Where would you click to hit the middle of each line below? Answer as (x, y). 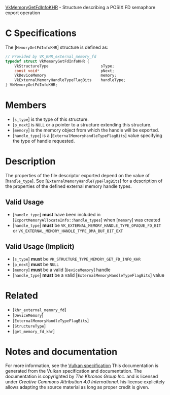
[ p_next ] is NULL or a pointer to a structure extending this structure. (82, 125)
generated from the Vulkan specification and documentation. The (74, 371)
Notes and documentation (61, 352)
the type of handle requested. (44, 141)
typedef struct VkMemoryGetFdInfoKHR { (47, 61)
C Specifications (41, 33)
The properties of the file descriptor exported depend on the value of (78, 175)
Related (22, 295)
